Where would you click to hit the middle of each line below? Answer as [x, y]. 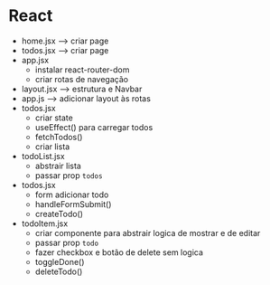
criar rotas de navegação [81, 79]
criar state [54, 118]
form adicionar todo [72, 195]
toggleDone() [60, 261]
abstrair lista [58, 166]
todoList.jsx [43, 156]
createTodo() [59, 214]
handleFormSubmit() [73, 204]
